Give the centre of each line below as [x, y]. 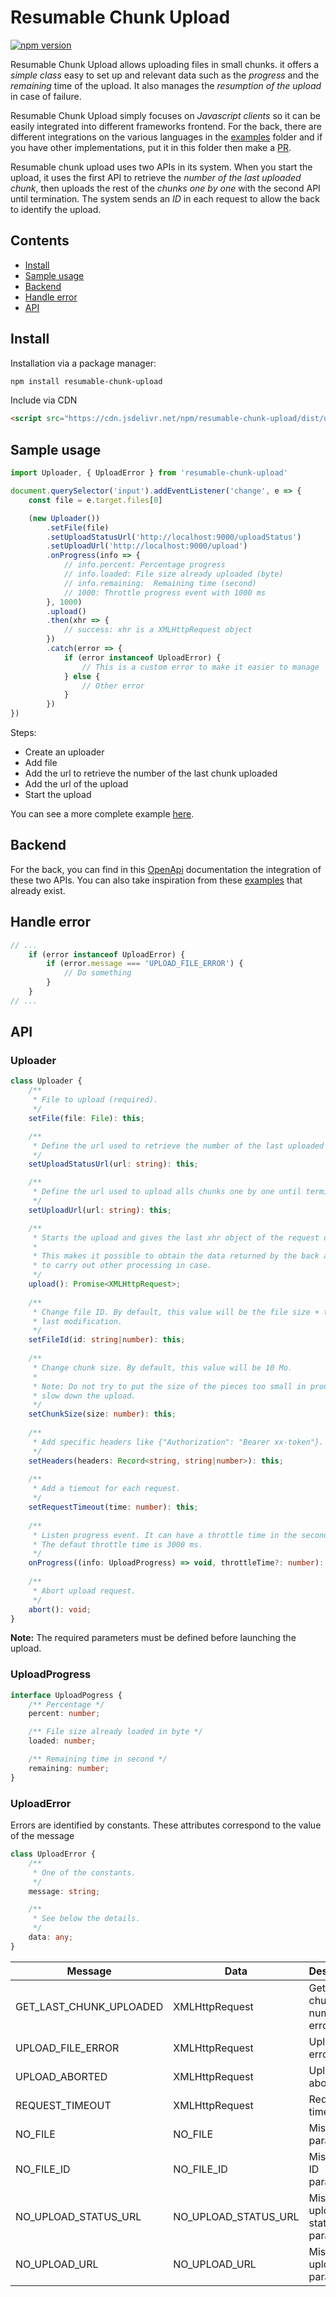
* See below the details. [86, 1919]
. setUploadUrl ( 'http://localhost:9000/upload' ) [147, 546]
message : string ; [64, 1891]
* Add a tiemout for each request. [107, 1489]
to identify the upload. [56, 209]
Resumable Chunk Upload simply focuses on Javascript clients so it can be [165, 115]
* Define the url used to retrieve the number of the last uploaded [178, 1146]
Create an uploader [64, 752]
